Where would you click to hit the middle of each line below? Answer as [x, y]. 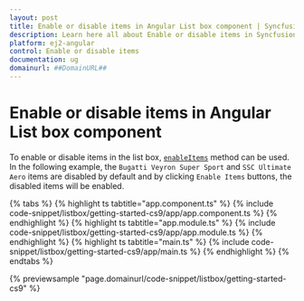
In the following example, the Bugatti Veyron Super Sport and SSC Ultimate [150, 166]
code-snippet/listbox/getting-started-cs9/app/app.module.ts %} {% [136, 232]
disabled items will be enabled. [67, 185]
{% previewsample [44, 278]
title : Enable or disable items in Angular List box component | [135, 26]
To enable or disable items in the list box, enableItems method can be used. [149, 157]
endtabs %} [32, 261]
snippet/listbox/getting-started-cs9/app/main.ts [99, 251]
